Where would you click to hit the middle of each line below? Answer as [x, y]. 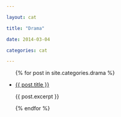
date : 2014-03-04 [28, 39]
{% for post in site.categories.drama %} [65, 73]
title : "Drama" [26, 28]
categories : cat [27, 50]
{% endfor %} [33, 108]
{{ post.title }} [32, 85]
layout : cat [21, 17]
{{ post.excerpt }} [37, 97]
